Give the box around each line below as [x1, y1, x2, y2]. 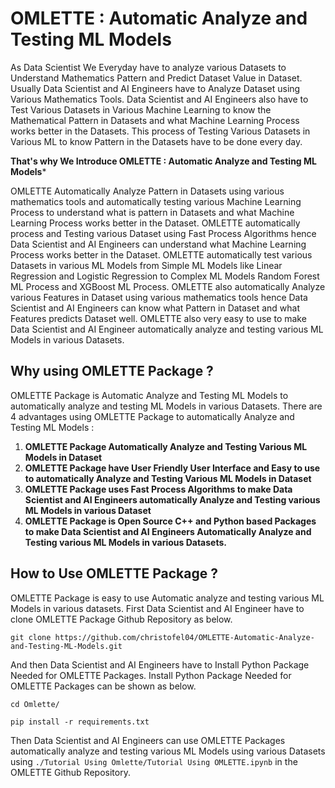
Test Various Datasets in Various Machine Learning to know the [10, 103, 272, 116]
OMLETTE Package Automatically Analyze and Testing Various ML [24, 440, 308, 452]
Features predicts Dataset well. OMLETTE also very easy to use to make [10, 312, 307, 324]
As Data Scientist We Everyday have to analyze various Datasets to [10, 61, 287, 73]
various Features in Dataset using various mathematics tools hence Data [10, 291, 308, 303]
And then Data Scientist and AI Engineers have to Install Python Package [10, 658, 310, 671]
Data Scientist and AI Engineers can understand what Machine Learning [10, 238, 307, 250]
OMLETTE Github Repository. [10, 766, 131, 778]
